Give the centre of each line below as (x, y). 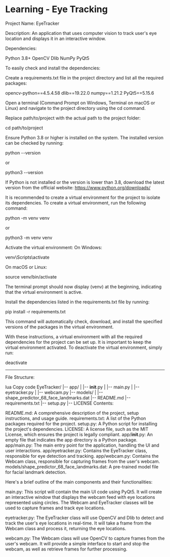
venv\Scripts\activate (27, 257)
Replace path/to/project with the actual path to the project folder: (73, 118)
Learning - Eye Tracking (56, 9)
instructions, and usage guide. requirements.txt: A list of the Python (76, 418)
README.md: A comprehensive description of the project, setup (72, 413)
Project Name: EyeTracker (32, 23)
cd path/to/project (24, 128)
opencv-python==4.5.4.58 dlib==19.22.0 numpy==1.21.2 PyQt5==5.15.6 (80, 93)
